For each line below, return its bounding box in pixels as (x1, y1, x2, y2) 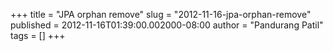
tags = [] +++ (10, 30, 66, 41)
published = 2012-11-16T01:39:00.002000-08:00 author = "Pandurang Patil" (10, 19, 324, 31)
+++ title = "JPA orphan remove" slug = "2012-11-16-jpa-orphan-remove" (10, 9, 312, 20)
